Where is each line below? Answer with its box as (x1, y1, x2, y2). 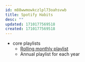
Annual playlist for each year (20, 51, 80, 57)
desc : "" (5, 17, 24, 22)
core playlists (12, 40, 40, 46)
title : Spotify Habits (5, 12, 53, 17)
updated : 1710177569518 (5, 21, 56, 27)
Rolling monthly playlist (20, 46, 69, 52)
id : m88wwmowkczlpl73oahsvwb (5, 7, 67, 13)
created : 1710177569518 (5, 26, 56, 32)
